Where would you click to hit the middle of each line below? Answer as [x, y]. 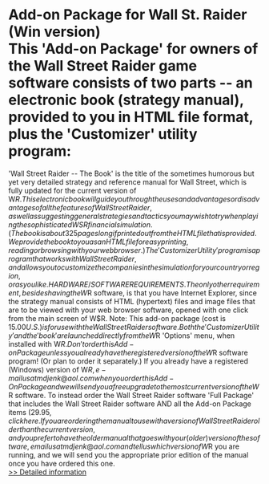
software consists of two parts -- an [131, 83]
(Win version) [55, 32]
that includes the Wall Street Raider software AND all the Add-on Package [130, 404]
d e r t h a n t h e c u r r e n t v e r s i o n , [52, 429]
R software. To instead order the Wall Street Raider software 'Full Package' [131, 395]
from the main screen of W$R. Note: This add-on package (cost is [117, 318]
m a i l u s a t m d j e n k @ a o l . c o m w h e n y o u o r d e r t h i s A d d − [91, 378]
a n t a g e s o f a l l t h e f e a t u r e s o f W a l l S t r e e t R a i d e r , [80, 207]
